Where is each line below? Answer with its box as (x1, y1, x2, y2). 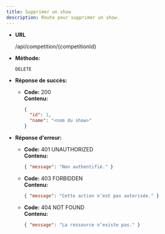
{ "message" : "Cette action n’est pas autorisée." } (23, 192, 160, 199)
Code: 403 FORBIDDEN (23, 174, 83, 182)
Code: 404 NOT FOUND (23, 203, 85, 211)
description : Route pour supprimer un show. (6, 14, 120, 21)
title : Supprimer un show (6, 8, 71, 15)
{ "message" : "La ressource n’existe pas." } (23, 221, 140, 228)
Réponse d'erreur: (14, 134, 62, 141)
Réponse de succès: (14, 77, 67, 84)
